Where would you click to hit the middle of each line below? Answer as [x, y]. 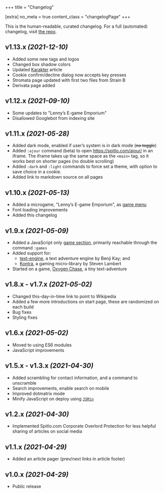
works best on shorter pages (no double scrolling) [63, 161]
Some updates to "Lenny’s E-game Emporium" [59, 113]
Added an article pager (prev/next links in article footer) [68, 459]
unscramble [24, 383]
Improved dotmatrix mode [38, 394]
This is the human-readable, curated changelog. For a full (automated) [76, 26]
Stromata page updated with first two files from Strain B [69, 80]
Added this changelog [35, 215]
